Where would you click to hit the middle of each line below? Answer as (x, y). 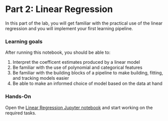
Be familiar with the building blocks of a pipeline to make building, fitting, (88, 73)
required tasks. (21, 113)
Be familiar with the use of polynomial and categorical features (77, 68)
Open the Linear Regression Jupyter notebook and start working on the (79, 107)
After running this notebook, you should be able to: (58, 52)
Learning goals (24, 41)
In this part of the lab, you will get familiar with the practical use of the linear (84, 23)
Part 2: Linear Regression (59, 9)
